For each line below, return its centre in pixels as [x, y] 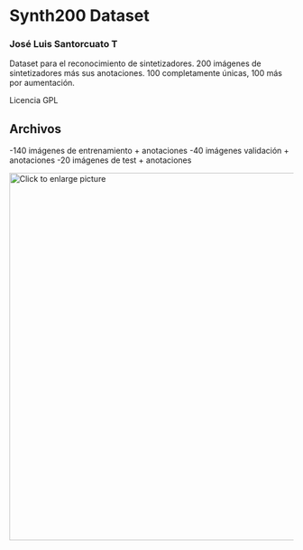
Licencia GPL [34, 100]
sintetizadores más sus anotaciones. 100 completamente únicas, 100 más [146, 73]
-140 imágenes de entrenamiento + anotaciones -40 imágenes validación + [150, 151]
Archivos [35, 129]
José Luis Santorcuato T [64, 44]
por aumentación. [42, 83]
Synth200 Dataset [80, 16]
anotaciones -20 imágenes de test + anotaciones [101, 160]
